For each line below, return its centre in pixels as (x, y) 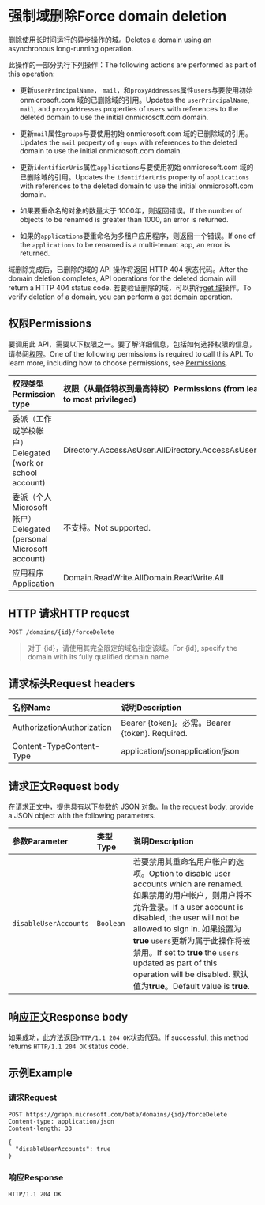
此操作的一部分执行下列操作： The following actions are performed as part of (132, 65)
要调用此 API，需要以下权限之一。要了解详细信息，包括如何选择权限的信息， (132, 344)
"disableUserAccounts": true (63, 1149)
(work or (28, 463)
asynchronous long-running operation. (71, 48)
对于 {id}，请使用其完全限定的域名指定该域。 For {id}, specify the (132, 648)
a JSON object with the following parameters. (82, 816)
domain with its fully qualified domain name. (99, 656)
